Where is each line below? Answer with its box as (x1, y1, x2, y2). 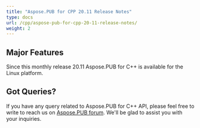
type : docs (6, 14, 33, 20)
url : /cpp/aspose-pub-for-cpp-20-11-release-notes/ (6, 20, 137, 26)
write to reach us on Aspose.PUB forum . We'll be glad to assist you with (6, 108, 183, 116)
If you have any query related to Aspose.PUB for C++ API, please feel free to (6, 102, 195, 110)
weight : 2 (6, 25, 31, 32)
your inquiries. (6, 115, 42, 122)
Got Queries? (6, 87, 57, 97)
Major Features (6, 47, 64, 57)
